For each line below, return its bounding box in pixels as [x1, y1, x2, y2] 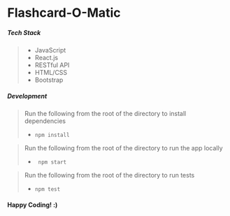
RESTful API [34, 61, 70, 69]
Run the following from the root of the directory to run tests [24, 171, 195, 180]
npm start [38, 159, 67, 166]
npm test [34, 186, 61, 193]
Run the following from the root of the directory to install [24, 110, 187, 118]
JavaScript [34, 46, 66, 55]
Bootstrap [34, 75, 64, 85]
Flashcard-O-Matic [7, 5, 121, 21]
